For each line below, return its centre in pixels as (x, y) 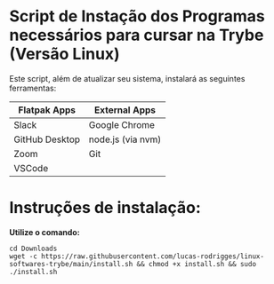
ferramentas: (33, 88)
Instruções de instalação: (105, 208)
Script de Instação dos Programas (137, 16)
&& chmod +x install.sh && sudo (196, 264)
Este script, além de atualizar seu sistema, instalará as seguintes (127, 78)
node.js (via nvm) (125, 139)
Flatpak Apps (47, 110)
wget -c (24, 256)
